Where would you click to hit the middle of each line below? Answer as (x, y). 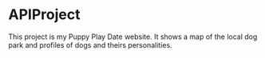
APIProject (44, 15)
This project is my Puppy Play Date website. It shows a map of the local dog (133, 37)
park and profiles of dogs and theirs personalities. (91, 44)
